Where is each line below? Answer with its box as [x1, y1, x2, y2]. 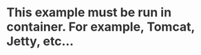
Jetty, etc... [6, 34, 74, 49]
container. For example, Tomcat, [6, 19, 195, 35]
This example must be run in [6, 5, 172, 20]
